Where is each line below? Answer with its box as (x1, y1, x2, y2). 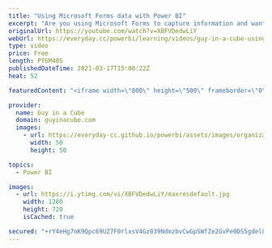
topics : (8, 161, 35, 169)
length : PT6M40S (8, 57, 63, 65)
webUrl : (8, 34, 35, 43)
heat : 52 (8, 72, 38, 80)
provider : (8, 101, 42, 109)
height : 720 (23, 205, 63, 214)
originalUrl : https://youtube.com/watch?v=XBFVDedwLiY (8, 27, 198, 35)
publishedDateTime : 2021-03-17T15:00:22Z (8, 65, 151, 73)
